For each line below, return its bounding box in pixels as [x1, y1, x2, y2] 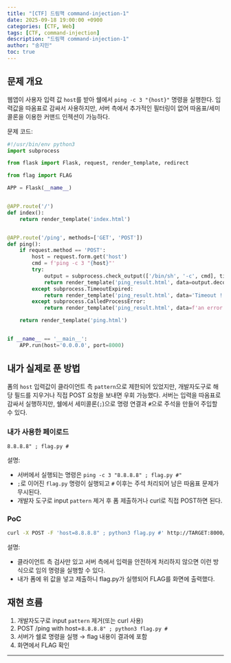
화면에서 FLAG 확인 [16, 641, 70, 649]
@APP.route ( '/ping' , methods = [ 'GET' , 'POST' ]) [7, 234, 143, 241]
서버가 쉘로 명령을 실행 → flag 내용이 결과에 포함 [16, 632, 148, 640]
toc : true [7, 49, 36, 56]
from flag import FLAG [7, 172, 72, 179]
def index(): [7, 209, 45, 216]
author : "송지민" [7, 42, 53, 49]
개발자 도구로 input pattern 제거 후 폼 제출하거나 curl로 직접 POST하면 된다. [16, 496, 223, 505]
